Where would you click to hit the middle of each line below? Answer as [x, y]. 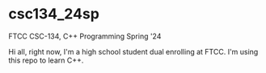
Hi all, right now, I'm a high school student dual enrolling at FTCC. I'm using [133, 51]
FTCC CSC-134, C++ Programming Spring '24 [85, 36]
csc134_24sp [54, 14]
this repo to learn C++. [46, 60]
